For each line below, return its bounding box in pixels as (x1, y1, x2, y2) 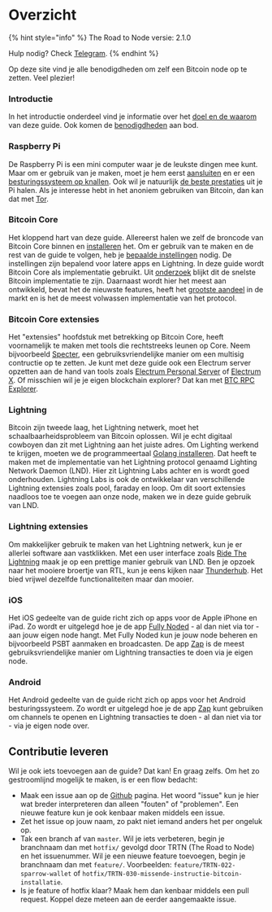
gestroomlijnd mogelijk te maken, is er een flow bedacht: (8, 775, 198, 785)
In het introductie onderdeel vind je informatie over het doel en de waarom (8, 112, 257, 121)
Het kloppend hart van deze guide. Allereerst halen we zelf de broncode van (8, 232, 264, 242)
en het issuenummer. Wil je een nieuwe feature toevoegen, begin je (19, 851, 246, 861)
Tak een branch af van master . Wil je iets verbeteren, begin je (19, 834, 225, 844)
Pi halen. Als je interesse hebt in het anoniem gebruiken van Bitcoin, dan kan (8, 185, 264, 195)
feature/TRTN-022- (173, 862, 236, 870)
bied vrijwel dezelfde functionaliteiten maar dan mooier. (8, 574, 195, 584)
